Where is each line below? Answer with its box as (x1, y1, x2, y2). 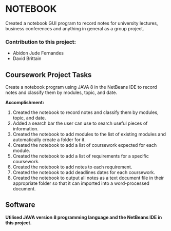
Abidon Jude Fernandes (12, 50, 64, 56)
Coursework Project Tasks (5, 70, 92, 79)
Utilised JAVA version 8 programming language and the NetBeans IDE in (5, 214, 162, 220)
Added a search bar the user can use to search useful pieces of (12, 120, 148, 126)
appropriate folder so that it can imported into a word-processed (12, 180, 150, 186)
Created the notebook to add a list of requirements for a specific (12, 153, 149, 159)
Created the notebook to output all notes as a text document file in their (12, 175, 164, 181)
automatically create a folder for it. (12, 137, 86, 143)
